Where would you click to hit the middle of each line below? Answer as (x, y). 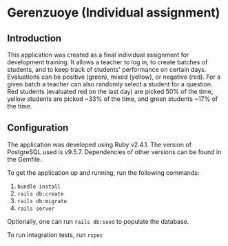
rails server (36, 209)
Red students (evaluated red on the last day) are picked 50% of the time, (110, 92)
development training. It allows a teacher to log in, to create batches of (107, 62)
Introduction (34, 38)
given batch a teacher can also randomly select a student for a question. (110, 84)
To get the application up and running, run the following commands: (103, 172)
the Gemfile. (24, 159)
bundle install (39, 187)
